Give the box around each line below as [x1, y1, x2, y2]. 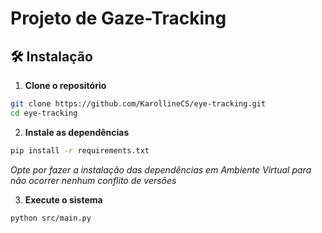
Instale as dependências [24, 126, 130, 138]
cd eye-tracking [10, 108, 78, 118]
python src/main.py [10, 213, 92, 223]
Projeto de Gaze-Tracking [10, 7, 227, 30]
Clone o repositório [24, 80, 107, 91]
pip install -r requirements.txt [10, 145, 150, 156]
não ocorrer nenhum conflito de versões [10, 174, 177, 186]
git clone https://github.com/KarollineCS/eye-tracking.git [10, 99, 267, 109]
